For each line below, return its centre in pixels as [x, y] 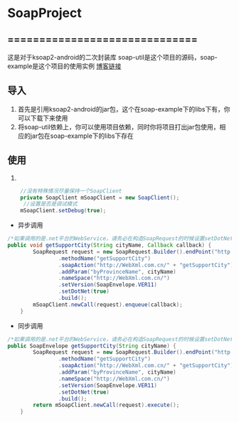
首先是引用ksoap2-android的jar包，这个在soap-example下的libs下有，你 [124, 109]
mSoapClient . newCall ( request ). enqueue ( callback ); [108, 304]
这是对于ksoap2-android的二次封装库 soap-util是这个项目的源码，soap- [113, 57]
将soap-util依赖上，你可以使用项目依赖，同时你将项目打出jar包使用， [118, 126]
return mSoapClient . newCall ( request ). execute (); [106, 405]
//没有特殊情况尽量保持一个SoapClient [71, 191]
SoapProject [44, 13]
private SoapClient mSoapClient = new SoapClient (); [100, 198]
